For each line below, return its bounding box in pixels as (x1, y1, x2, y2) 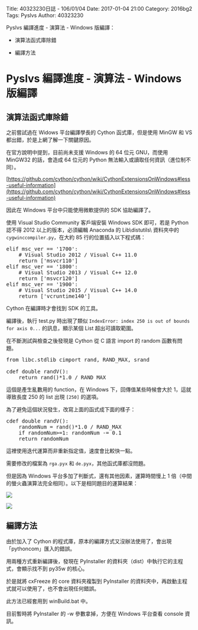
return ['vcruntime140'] (18, 293, 90, 300)
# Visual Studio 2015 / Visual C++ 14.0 (18, 287, 138, 294)
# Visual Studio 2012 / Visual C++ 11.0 (18, 252, 138, 258)
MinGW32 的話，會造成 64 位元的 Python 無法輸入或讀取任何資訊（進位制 (6, 156, 186, 163)
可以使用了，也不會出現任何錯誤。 (16, 584, 99, 592)
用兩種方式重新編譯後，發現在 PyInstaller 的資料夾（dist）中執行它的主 (6, 557, 178, 564)
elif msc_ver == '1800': (6, 264, 78, 270)
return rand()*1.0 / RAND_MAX (18, 374, 106, 381)
